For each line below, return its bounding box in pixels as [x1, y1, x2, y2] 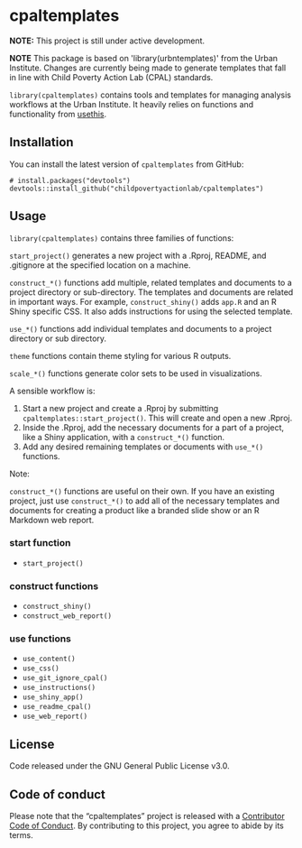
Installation [9, 134, 74, 150]
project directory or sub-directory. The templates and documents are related [9, 286, 294, 298]
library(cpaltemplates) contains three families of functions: [9, 232, 234, 244]
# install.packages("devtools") [9, 176, 131, 185]
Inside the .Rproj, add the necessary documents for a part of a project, [22, 421, 285, 433]
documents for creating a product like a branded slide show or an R [9, 504, 260, 515]
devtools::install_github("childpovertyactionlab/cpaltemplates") [9, 184, 264, 193]
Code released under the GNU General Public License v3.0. [9, 760, 230, 771]
